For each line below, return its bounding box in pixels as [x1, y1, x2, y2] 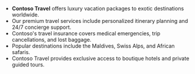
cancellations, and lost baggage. [11, 36, 92, 43]
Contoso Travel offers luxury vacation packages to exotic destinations [11, 5, 184, 12]
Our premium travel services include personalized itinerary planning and [11, 18, 188, 24]
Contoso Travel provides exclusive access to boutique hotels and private [11, 55, 190, 62]
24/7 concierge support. [11, 23, 72, 31]
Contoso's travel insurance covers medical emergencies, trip [11, 30, 161, 37]
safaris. [11, 49, 31, 55]
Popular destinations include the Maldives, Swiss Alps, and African [11, 42, 175, 49]
